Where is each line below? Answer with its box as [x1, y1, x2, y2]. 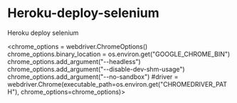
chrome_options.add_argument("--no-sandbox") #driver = [7, 72, 179, 81]
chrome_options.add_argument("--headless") [7, 57, 141, 65]
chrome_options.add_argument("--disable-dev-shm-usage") [7, 65, 185, 73]
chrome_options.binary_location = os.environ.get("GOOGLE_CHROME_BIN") [7, 50, 231, 58]
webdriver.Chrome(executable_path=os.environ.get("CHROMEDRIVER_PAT [7, 80, 228, 88]
